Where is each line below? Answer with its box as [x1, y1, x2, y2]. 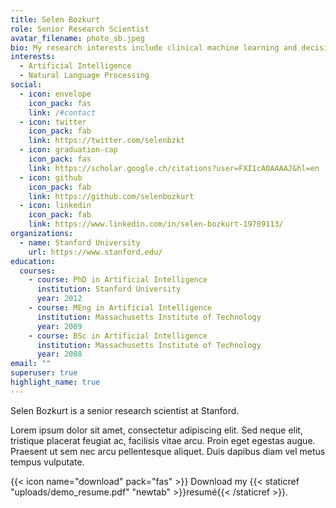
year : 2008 [36, 349, 83, 360]
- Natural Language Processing [19, 71, 150, 81]
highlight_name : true [10, 377, 101, 387]
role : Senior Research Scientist [10, 24, 150, 34]
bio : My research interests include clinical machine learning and [10, 42, 298, 53]
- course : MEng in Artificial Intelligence [28, 303, 213, 313]
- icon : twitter [19, 117, 87, 127]
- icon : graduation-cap [19, 145, 118, 155]
